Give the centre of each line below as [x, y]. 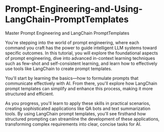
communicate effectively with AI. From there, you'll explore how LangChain [81, 83]
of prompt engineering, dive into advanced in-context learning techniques [80, 58]
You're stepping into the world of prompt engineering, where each [72, 42]
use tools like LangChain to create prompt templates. [59, 68]
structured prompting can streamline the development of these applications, [82, 119]
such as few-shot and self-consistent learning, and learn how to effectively [81, 63]
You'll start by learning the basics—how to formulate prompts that [72, 78]
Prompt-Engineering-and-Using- [74, 9]
